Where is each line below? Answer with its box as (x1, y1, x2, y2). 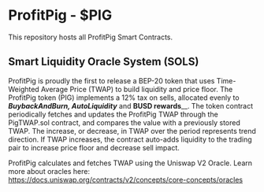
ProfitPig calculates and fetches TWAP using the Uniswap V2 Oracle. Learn (8, 158, 253, 168)
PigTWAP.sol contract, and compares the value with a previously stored (8, 117, 240, 127)
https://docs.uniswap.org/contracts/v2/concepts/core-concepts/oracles (8, 175, 243, 184)
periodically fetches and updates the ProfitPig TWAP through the (8, 109, 218, 119)
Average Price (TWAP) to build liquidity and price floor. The (40, 84, 233, 94)
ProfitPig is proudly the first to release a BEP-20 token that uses (8, 76, 215, 85)
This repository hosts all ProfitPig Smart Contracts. (8, 32, 173, 42)
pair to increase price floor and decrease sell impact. (8, 142, 180, 152)
